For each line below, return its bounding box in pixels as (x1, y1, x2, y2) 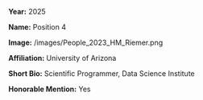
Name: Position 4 (8, 22, 67, 31)
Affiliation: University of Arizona (8, 54, 117, 62)
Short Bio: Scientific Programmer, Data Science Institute (8, 69, 195, 78)
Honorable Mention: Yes (8, 84, 91, 94)
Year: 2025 (8, 7, 46, 16)
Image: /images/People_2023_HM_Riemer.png (8, 38, 164, 47)
